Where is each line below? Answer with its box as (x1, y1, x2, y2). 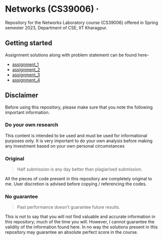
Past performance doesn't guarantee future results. (17, 204, 121, 210)
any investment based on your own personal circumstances (5, 143, 125, 149)
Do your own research (5, 121, 58, 128)
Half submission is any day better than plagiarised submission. (17, 166, 143, 172)
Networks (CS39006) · (5, 3, 99, 15)
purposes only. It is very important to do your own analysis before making (5, 138, 153, 144)
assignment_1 (12, 61, 39, 67)
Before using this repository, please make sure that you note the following (5, 104, 153, 110)
